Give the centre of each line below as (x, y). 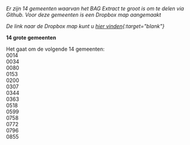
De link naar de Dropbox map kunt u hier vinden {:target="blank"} (85, 26)
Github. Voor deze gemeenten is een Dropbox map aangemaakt (84, 15)
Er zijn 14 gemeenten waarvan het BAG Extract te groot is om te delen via (95, 9)
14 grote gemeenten (31, 37)
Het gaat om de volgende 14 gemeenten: (55, 49)
